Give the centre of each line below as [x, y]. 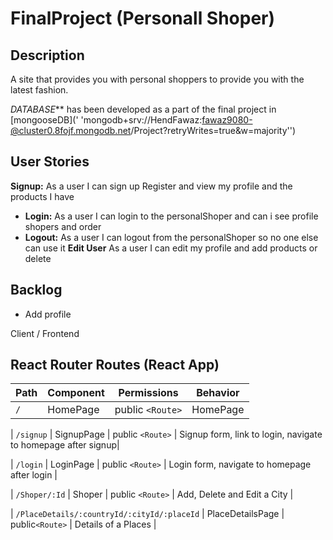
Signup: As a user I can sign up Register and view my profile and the [151, 186]
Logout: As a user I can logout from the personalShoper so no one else [171, 237]
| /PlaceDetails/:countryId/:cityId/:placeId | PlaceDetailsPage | [147, 514]
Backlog [36, 290]
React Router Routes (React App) [115, 365]
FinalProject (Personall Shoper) [143, 18]
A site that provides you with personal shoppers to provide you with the [157, 79]
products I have [42, 196]
